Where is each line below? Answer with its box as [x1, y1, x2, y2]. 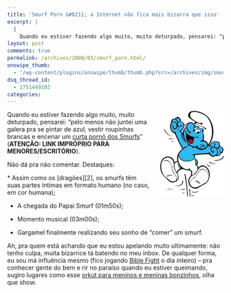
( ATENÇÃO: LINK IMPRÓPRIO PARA [7, 140, 110, 148]
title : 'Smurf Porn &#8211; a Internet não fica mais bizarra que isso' [7, 11, 220, 18]
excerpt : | [7, 18, 38, 25]
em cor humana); [7, 188, 56, 197]
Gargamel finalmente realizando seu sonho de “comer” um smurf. [16, 228, 203, 237]
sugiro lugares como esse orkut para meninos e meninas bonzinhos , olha [7, 271, 215, 279]
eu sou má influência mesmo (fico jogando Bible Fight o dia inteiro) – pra [7, 257, 212, 265]
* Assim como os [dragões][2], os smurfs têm [7, 174, 137, 182]
